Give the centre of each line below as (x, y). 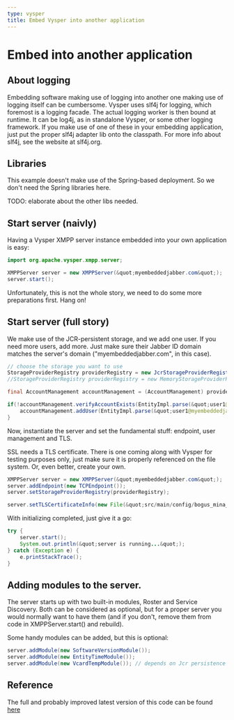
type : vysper (26, 14)
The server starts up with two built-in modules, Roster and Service (103, 602)
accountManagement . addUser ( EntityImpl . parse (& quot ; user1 (104, 411)
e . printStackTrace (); (51, 557)
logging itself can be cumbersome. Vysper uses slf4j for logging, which (110, 105)
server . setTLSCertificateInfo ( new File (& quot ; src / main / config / (101, 505)
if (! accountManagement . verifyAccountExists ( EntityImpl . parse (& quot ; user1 (117, 405)
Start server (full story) (58, 322)
